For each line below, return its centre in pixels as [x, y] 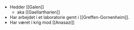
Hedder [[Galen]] [27, 7]
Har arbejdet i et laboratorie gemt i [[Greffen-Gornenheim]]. [69, 17]
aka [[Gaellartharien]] [38, 12]
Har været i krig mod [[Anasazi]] [42, 22]
